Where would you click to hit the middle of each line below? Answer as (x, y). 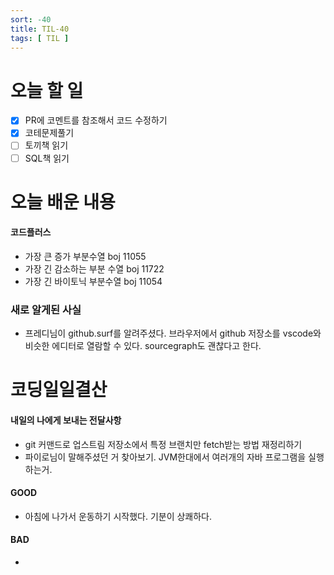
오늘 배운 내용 (63, 202)
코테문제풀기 (49, 133)
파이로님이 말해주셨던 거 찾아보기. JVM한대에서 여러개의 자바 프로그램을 (165, 457)
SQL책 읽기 (47, 158)
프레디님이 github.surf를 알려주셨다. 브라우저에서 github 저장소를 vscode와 (173, 333)
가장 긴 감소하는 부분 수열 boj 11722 (94, 268)
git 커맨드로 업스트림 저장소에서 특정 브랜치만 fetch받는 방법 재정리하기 (163, 444)
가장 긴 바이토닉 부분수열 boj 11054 (93, 281)
